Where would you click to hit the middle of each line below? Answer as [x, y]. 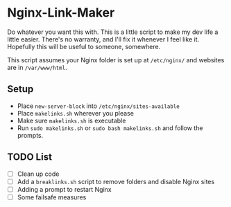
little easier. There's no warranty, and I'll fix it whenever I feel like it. [103, 39]
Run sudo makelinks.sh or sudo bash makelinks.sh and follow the [110, 128]
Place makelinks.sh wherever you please [75, 113]
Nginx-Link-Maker [61, 13]
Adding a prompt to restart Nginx [65, 189]
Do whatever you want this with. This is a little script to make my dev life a [113, 32]
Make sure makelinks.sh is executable [71, 120]
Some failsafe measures [52, 197]
